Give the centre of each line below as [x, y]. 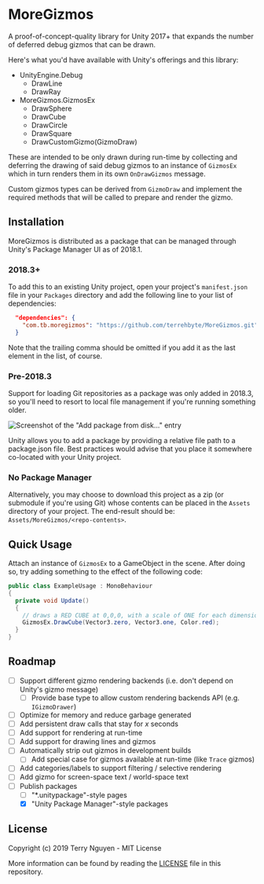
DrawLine [47, 83]
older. [17, 409]
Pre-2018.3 [30, 376]
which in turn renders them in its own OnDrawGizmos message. [107, 174]
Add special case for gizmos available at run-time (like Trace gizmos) [143, 759]
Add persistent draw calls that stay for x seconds [99, 724]
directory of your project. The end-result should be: [92, 512]
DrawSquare [51, 133]
